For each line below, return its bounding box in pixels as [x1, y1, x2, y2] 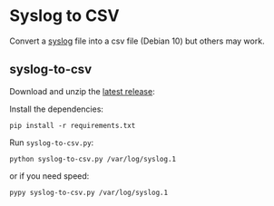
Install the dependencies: [9, 103, 104, 114]
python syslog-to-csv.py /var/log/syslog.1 [9, 154, 177, 163]
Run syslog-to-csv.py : [9, 137, 94, 148]
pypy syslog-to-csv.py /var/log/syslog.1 [9, 188, 169, 197]
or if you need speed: [9, 170, 90, 181]
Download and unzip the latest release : [9, 85, 156, 96]
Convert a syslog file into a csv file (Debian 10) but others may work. [9, 35, 265, 46]
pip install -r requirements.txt [9, 121, 136, 130]
